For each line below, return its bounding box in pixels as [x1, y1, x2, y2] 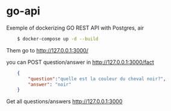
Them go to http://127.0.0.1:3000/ [6, 46, 89, 54]
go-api [6, 4, 40, 18]
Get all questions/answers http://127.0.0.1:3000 [6, 98, 123, 105]
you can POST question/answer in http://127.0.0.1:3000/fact [6, 59, 154, 66]
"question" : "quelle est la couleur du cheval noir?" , [28, 75, 166, 82]
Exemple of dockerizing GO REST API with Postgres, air [6, 24, 144, 31]
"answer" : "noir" [28, 81, 71, 87]
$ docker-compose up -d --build [17, 36, 98, 42]
